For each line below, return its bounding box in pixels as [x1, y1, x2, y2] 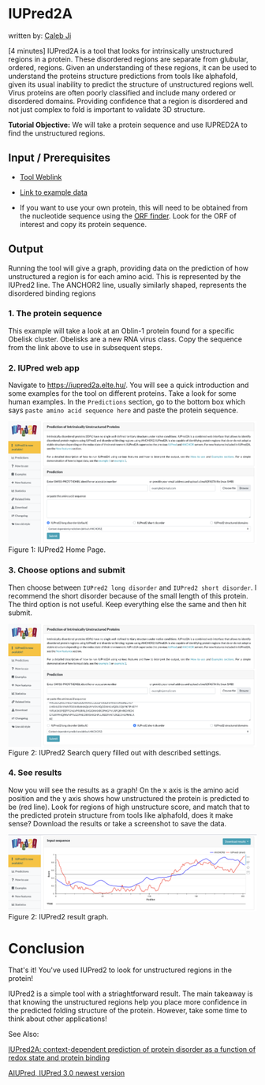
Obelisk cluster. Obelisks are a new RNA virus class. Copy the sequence [8, 334, 243, 344]
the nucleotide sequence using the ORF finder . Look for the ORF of [19, 211, 237, 221]
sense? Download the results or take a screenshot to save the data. [8, 818, 227, 828]
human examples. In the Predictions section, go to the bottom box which [8, 397, 246, 407]
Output [8, 242, 43, 256]
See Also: [8, 1030, 39, 1039]
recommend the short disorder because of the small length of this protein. [8, 591, 248, 600]
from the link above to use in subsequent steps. [8, 342, 163, 352]
